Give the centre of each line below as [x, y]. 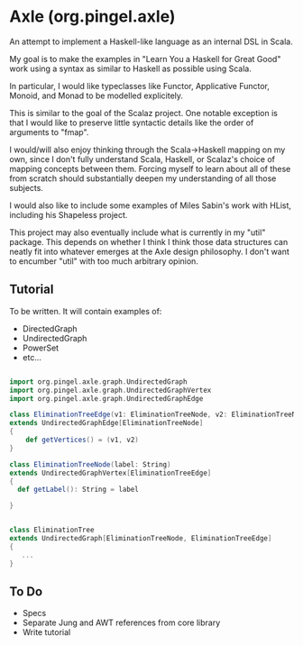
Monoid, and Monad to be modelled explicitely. [96, 95]
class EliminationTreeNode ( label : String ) [90, 464]
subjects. [26, 187]
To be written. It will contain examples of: [86, 311]
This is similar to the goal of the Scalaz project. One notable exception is [143, 113]
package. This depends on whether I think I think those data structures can [149, 241]
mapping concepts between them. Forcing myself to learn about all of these [150, 168]
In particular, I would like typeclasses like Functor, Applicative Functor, [140, 86]
